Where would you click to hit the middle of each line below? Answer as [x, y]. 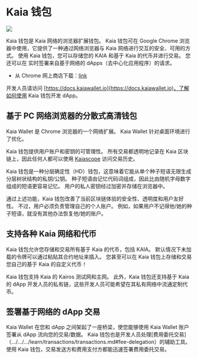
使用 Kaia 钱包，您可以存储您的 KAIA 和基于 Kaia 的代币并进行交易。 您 [104, 55]
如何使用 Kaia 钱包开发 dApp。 [43, 95]
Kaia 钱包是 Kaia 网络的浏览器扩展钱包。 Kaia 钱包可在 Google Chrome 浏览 [98, 41]
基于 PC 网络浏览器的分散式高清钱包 [72, 116]
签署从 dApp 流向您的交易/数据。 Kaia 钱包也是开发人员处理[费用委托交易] [96, 334]
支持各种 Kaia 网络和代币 [51, 234]
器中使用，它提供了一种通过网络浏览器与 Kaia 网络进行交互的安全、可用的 [96, 48]
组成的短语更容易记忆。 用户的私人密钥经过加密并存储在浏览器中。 [87, 186]
